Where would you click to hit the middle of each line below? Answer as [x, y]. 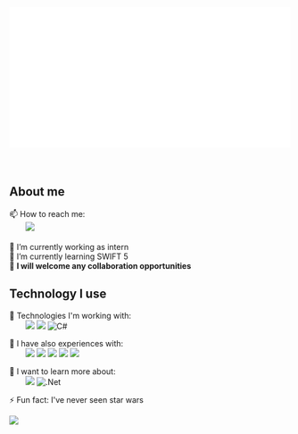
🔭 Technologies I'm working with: [70, 315]
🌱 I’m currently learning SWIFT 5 [69, 256]
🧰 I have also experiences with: [66, 343]
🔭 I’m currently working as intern [69, 246]
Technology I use [58, 294]
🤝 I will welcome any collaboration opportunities [100, 265]
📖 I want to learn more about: [62, 371]
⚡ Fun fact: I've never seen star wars [77, 399]
